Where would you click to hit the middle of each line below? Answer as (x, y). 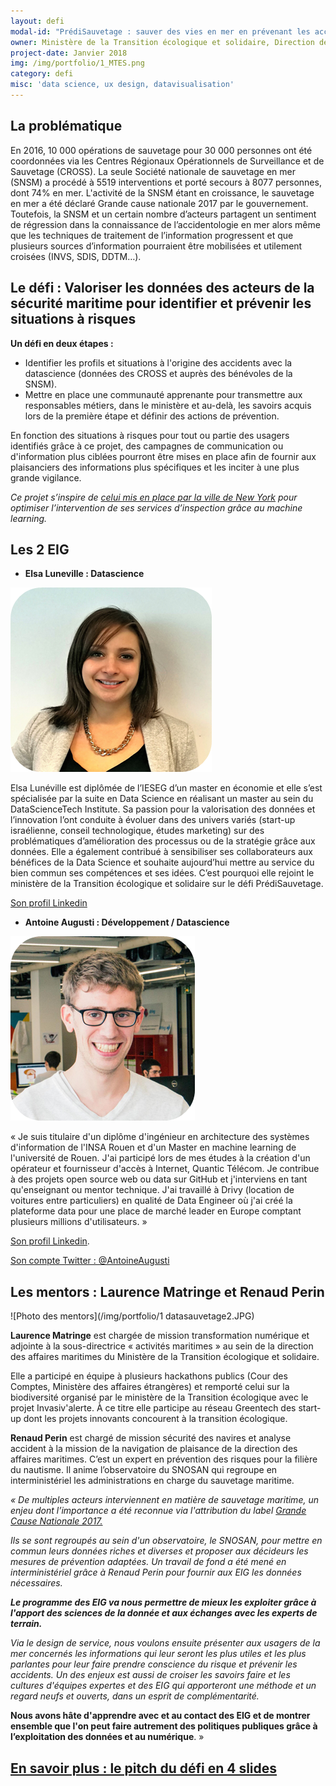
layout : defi (37, 21)
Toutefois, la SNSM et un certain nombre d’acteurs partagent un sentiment (163, 214)
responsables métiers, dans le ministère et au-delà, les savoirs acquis (168, 405)
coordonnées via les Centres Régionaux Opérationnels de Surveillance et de (167, 161)
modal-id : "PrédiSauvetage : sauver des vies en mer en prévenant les (160, 31)
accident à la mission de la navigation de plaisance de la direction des (154, 1449)
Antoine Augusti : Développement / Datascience (127, 922)
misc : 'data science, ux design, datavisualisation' (122, 85)
